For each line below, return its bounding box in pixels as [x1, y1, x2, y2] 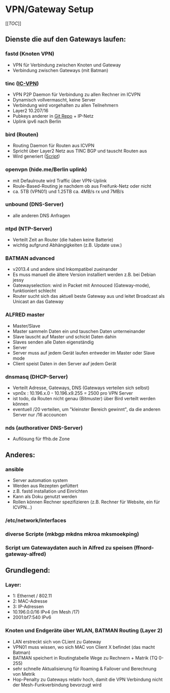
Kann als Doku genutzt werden [12, 493, 78, 499]
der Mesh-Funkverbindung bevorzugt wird [12, 681, 102, 688]
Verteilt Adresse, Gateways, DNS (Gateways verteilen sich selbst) [12, 385, 150, 391]
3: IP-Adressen [12, 604, 44, 610]
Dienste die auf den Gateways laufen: [5, 35, 126, 44]
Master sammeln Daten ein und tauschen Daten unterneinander [12, 328, 146, 334]
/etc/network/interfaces [5, 516, 67, 524]
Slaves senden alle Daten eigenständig [12, 339, 94, 345]
